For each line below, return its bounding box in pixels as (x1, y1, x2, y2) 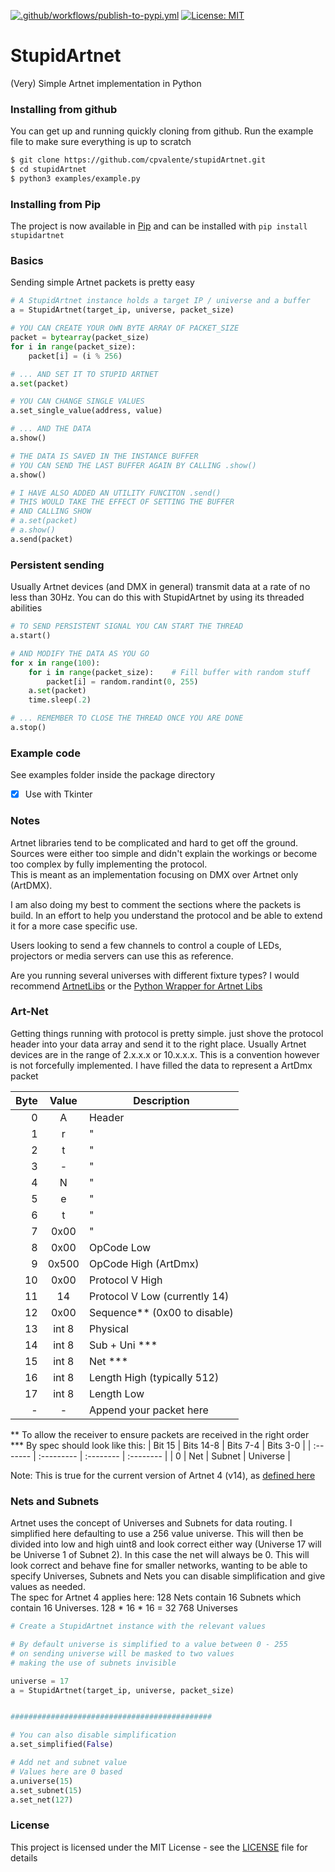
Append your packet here (88, 1403, 209, 1417)
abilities (10, 602, 43, 614)
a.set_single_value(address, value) (10, 406, 163, 416)
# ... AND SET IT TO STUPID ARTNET (10, 369, 159, 379)
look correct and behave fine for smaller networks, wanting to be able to (10, 1560, 308, 1572)
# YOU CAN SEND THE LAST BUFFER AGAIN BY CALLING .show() (10, 460, 257, 470)
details (10, 1851, 38, 1864)
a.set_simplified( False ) (10, 1740, 114, 1750)
